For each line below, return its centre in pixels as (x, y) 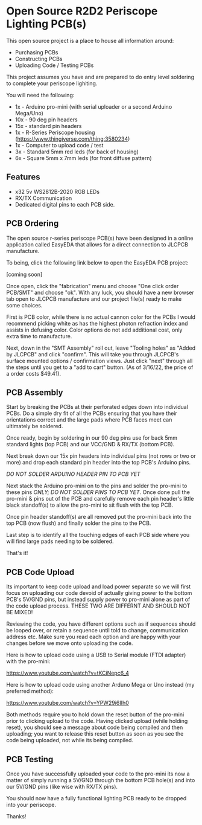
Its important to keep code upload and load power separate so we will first (99, 586)
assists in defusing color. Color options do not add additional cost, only (94, 330)
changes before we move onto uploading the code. (70, 643)
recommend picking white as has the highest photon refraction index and (97, 323)
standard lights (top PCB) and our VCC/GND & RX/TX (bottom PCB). (90, 445)
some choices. (24, 305)
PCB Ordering (33, 224)
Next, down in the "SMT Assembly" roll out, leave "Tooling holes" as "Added (101, 348)
